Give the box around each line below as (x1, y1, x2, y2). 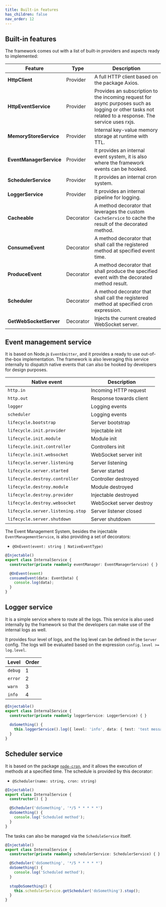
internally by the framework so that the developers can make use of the (5, 621, 151, 627)
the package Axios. (94, 80, 139, 87)
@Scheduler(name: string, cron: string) (12, 779, 97, 784)
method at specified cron (94, 301, 153, 308)
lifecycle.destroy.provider (7, 492, 74, 498)
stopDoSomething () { (9, 884, 52, 889)
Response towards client (90, 395, 148, 402)
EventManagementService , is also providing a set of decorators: (5, 534, 131, 539)
